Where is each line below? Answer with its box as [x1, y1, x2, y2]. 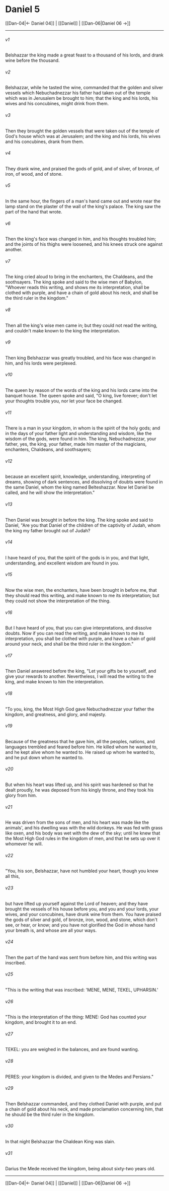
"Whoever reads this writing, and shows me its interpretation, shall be [5, 285, 149, 291]
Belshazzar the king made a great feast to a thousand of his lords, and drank [5, 52, 164, 58]
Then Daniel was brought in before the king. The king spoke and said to [5, 517, 153, 523]
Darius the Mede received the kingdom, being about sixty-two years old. [5, 1166, 155, 1172]
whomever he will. [5, 841, 43, 847]
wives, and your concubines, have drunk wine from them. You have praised [5, 911, 161, 917]
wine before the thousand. [5, 57, 60, 63]
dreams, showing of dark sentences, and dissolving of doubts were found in [5, 479, 163, 485]
